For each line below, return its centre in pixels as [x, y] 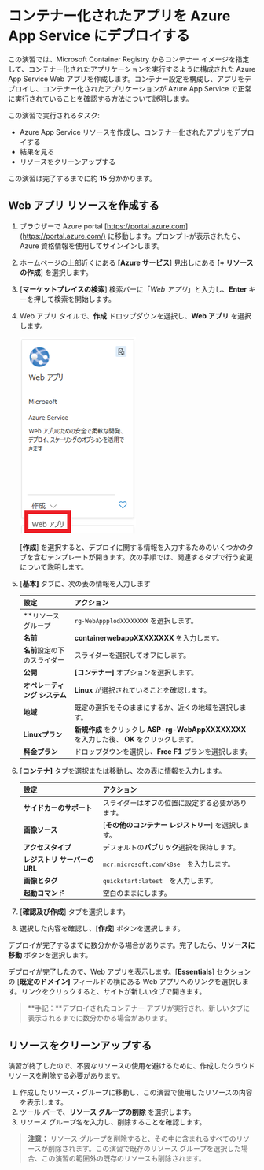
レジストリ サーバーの [59, 860]
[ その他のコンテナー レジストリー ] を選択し [173, 825]
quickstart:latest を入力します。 [160, 880]
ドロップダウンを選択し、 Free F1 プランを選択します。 [163, 752]
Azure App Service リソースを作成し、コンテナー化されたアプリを [126, 132]
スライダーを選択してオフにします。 [132, 655]
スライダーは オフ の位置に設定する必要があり [175, 802]
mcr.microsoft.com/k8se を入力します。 [169, 864]
